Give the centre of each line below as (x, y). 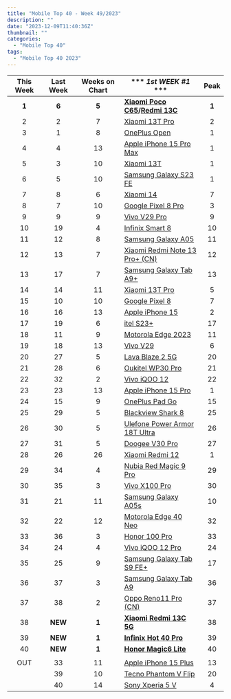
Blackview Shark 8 (154, 412)
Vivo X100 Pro (148, 485)
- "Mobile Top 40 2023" (47, 58)
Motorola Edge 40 (153, 516)
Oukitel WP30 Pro (153, 368)
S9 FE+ (136, 567)
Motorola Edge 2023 (157, 334)
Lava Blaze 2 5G (151, 357)
